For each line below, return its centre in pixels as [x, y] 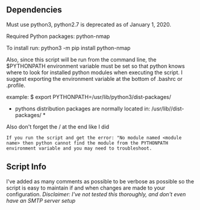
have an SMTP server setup [41, 200]
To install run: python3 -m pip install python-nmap [68, 48]
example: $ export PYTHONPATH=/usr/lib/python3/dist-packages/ [89, 97]
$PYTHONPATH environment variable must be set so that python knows [95, 66]
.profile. [16, 85]
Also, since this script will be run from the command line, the [81, 59]
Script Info [27, 167]
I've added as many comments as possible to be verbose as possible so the [100, 181]
